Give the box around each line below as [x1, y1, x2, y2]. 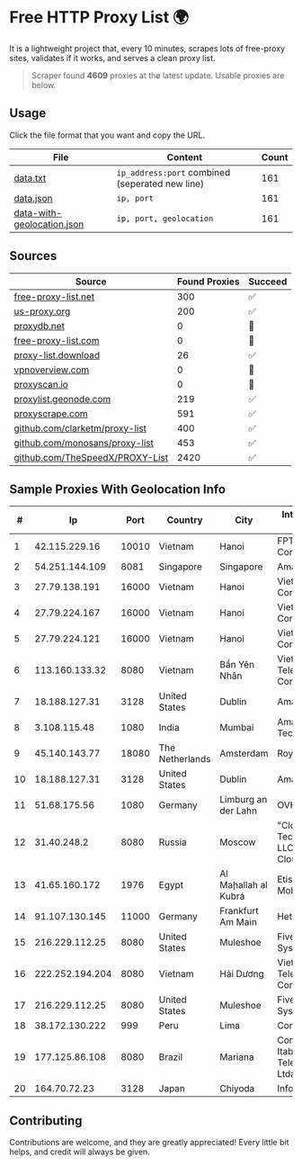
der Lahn [219, 804, 258, 817]
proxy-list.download [13, 348, 101, 361]
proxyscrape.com [13, 407, 88, 419]
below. [31, 79, 57, 90]
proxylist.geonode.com [13, 392, 111, 405]
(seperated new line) [116, 177, 205, 190]
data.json [13, 192, 53, 204]
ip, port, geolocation [116, 213, 214, 223]
